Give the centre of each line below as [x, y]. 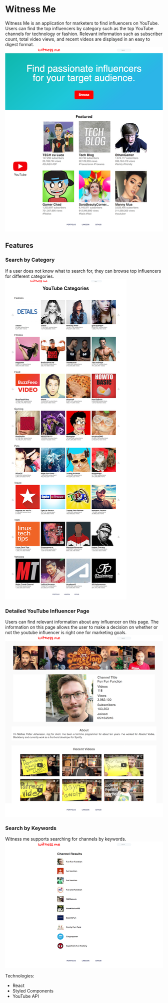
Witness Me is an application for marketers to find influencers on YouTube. [82, 23]
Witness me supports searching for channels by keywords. [66, 839]
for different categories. [29, 276]
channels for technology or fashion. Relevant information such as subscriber [84, 34]
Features [19, 246]
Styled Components [33, 991]
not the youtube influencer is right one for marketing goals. [66, 632]
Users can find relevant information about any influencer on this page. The [82, 622]
